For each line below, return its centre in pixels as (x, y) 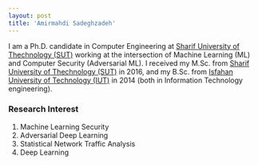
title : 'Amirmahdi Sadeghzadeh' (62, 23)
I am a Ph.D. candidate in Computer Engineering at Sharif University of (124, 46)
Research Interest (44, 109)
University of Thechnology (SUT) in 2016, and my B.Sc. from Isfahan (121, 71)
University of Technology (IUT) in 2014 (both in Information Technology (126, 80)
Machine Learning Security (64, 127)
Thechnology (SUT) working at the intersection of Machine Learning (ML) (129, 54)
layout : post (30, 16)
